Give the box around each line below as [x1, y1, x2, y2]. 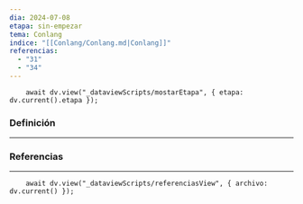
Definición [9, 116, 56, 129]
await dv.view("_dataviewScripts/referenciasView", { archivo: [25, 179, 269, 189]
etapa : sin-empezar [9, 22, 83, 31]
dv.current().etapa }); [9, 95, 99, 104]
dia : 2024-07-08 [9, 13, 70, 22]
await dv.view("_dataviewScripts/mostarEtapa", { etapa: [25, 87, 244, 97]
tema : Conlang [9, 30, 63, 39]
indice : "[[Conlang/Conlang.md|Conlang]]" [9, 38, 171, 48]
